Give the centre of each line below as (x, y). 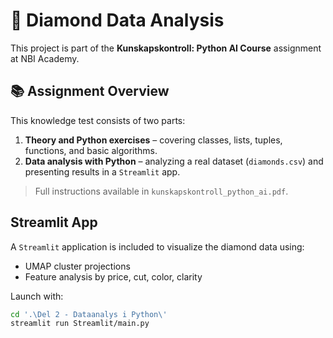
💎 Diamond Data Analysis (117, 20)
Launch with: (37, 296)
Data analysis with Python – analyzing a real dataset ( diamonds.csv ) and (174, 161)
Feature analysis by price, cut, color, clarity (113, 276)
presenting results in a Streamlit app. (102, 171)
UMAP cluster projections (77, 266)
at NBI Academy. (45, 58)
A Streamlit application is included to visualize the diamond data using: (157, 246)
